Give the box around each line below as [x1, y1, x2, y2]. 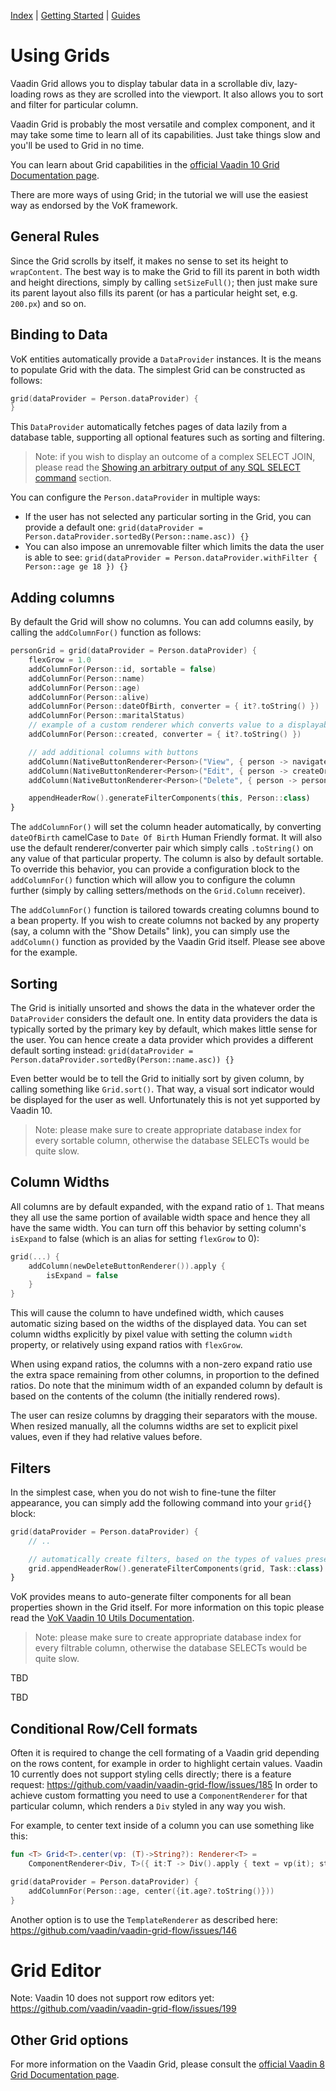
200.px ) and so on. [10, 297, 87, 309]
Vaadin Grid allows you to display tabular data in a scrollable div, [10, 77, 275, 89]
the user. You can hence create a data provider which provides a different [10, 1033, 314, 1045]
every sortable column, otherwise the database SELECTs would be [34, 1134, 310, 1146]
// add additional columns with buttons [28, 747, 199, 757]
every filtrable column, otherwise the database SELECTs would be [34, 1642, 308, 1654]
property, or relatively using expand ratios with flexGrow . [10, 1339, 243, 1351]
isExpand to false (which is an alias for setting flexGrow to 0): [10, 1232, 260, 1244]
